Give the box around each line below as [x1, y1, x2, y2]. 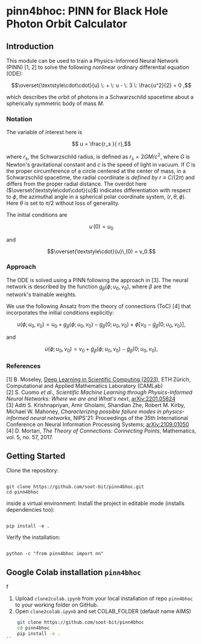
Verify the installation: [6, 533, 60, 541]
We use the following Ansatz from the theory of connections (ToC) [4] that [6, 302, 191, 309]
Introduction [6, 41, 54, 51]
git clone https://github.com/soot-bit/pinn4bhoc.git [6, 484, 145, 490]
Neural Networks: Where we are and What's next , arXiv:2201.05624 [6, 394, 176, 402]
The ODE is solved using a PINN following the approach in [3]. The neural [6, 276, 189, 283]
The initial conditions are [6, 211, 68, 218]
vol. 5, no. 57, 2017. [6, 433, 53, 440]
